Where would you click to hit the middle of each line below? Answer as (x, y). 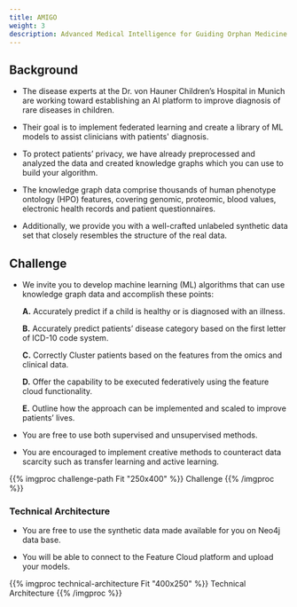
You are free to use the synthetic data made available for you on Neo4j (151, 531)
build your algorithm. (60, 173)
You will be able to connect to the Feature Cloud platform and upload (148, 557)
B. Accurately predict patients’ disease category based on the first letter (154, 328)
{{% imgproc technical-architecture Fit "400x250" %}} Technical (128, 584)
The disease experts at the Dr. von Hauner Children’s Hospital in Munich (153, 91)
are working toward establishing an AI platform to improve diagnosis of (151, 101)
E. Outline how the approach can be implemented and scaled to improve (154, 408)
